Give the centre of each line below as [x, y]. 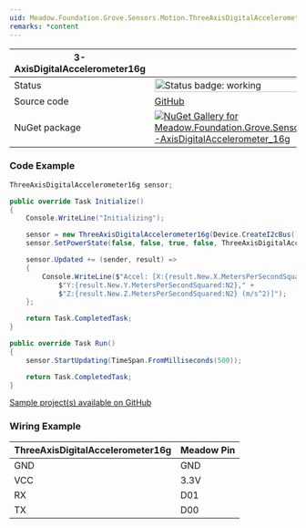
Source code [41, 101]
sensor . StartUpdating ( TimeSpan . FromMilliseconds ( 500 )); [134, 360]
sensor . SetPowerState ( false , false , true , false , [122, 243]
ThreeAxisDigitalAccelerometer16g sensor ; [91, 185]
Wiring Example [46, 427]
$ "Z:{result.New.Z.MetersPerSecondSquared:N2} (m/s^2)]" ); [172, 294]
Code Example [42, 166]
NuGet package [48, 127]
